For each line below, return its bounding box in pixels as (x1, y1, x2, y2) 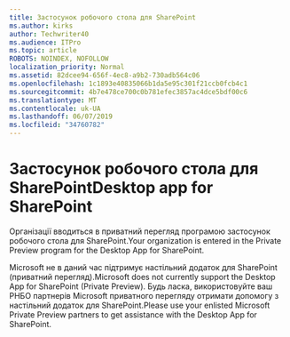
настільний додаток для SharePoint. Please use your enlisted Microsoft (9, 300, 270, 310)
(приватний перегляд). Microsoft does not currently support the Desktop (9, 271, 277, 282)
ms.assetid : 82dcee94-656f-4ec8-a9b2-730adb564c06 (9, 71, 200, 80)
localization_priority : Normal (9, 63, 125, 72)
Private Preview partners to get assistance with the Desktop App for (9, 309, 257, 320)
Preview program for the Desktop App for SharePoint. (9, 245, 205, 255)
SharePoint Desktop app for (9, 178, 214, 198)
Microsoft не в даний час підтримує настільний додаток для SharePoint (9, 261, 278, 272)
